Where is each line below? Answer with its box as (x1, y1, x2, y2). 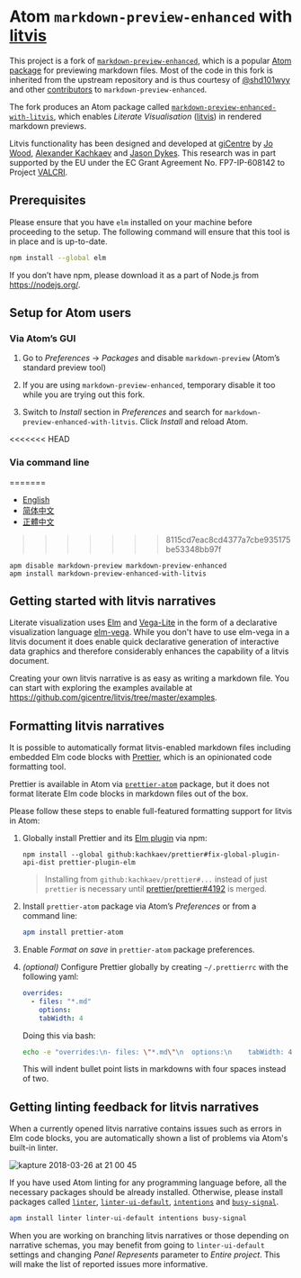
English (22, 494, 50, 505)
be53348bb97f (165, 543, 222, 555)
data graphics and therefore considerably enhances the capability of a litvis (9, 646, 289, 657)
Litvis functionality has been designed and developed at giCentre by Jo (9, 138, 274, 149)
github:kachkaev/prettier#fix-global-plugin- (107, 850, 280, 859)
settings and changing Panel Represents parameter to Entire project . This (9, 1249, 280, 1260)
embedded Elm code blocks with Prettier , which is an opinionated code (9, 752, 272, 763)
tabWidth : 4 (39, 1013, 84, 1023)
